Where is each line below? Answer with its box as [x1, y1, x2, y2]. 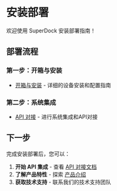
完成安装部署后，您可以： [6, 150, 70, 157]
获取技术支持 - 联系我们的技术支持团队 [15, 178, 112, 186]
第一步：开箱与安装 [6, 67, 62, 75]
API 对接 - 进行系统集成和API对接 [15, 113, 98, 120]
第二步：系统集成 [6, 98, 56, 107]
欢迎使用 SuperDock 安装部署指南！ [6, 27, 96, 34]
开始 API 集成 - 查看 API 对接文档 [15, 163, 97, 170]
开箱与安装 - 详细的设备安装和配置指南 [15, 81, 112, 88]
